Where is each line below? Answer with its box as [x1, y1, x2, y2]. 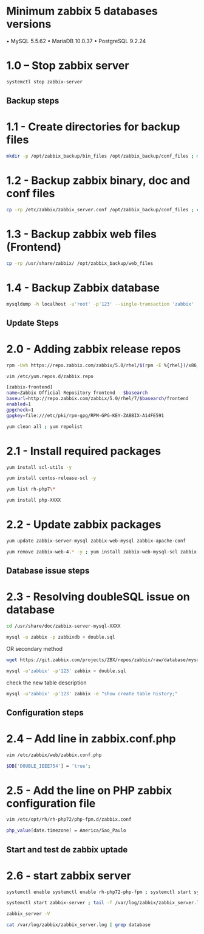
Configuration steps [6, 708, 84, 718]
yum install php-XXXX [6, 497, 61, 504]
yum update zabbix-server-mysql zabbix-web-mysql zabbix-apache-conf [6, 538, 186, 544]
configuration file [6, 796, 96, 810]
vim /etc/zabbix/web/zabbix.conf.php [6, 752, 102, 758]
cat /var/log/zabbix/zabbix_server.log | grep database [6, 922, 151, 928]
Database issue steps [6, 566, 90, 576]
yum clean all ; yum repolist [6, 423, 83, 430]
